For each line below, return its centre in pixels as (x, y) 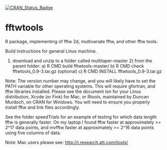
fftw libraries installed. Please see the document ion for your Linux (73, 91)
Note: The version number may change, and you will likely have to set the (81, 81)
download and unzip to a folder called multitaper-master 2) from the (82, 61)
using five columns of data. (33, 133)
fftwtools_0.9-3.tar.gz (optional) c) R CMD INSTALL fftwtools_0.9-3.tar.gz (87, 71)
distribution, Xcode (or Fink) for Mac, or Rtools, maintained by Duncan (77, 96)
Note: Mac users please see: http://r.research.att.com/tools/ (67, 142)
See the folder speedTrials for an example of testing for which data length (81, 117)
